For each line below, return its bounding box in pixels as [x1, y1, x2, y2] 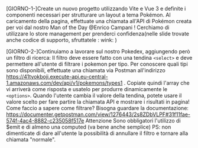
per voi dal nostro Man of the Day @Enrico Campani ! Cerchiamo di [6, 24, 170, 31]
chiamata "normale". [6, 136, 56, 143]
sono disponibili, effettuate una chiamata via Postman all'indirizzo [6, 67, 165, 73]
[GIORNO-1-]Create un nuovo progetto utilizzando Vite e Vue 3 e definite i [6, 5, 186, 12]
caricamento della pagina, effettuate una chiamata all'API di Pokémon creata [6, 18, 192, 24]
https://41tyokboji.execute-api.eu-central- [6, 73, 108, 80]
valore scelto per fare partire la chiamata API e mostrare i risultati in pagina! [6, 98, 190, 105]
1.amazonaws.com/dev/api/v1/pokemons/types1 [6, 79, 123, 86]
